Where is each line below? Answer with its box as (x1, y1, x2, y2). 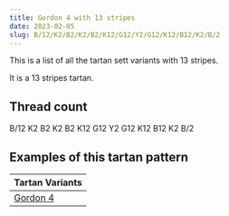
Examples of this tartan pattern (9, 149, 188, 164)
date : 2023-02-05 (9, 22, 75, 31)
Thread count (9, 99, 88, 114)
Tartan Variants (14, 176, 83, 189)
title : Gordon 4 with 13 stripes (9, 13, 136, 23)
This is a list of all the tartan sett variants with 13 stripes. (9, 55, 219, 66)
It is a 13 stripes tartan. (9, 73, 94, 83)
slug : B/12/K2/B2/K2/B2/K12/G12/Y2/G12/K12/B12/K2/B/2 (9, 30, 221, 39)
